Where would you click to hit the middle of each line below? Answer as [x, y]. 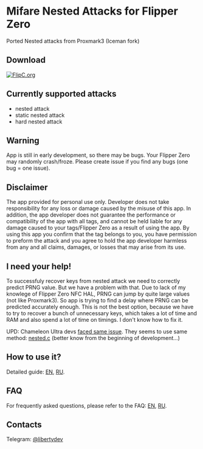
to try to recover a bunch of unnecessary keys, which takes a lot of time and [102, 313]
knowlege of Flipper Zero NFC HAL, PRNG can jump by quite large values [98, 294]
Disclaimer [27, 187]
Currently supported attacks [61, 94]
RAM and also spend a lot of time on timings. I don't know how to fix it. [95, 320]
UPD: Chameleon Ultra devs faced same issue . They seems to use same [97, 332]
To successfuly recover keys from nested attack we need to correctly [93, 281]
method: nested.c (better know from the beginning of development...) [93, 338]
